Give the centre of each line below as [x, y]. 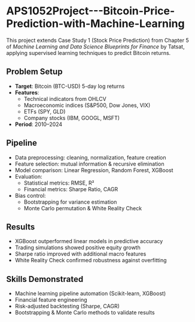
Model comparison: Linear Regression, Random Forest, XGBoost [94, 170]
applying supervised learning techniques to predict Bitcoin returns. [89, 53]
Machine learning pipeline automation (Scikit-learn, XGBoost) [90, 293]
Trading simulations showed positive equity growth [77, 248]
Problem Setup [34, 72]
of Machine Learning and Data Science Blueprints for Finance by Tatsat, [95, 47]
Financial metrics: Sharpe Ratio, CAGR [71, 189]
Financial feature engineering [51, 300]
